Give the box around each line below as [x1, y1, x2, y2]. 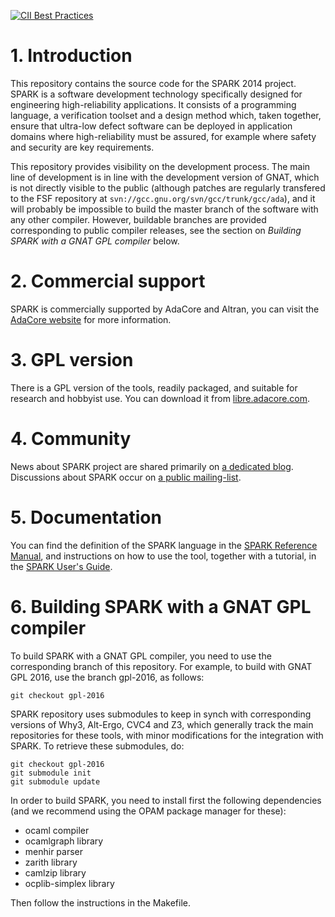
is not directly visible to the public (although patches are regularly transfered [10, 181, 326, 194]
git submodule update [10, 776, 101, 787]
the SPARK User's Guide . [10, 560, 113, 572]
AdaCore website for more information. [10, 313, 172, 325]
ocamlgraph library [24, 835, 104, 847]
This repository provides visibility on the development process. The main [10, 160, 311, 172]
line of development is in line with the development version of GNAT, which [10, 171, 320, 183]
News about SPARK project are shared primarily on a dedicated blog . [10, 460, 294, 472]
